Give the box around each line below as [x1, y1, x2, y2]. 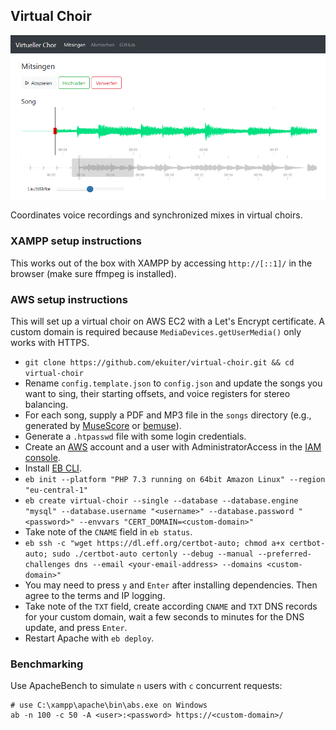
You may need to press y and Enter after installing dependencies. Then [24, 579, 318, 591]
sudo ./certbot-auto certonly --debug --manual [51, 549, 254, 559]
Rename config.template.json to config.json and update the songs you [24, 377, 323, 389]
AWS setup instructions [10, 292, 128, 306]
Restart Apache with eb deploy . [24, 632, 155, 644]
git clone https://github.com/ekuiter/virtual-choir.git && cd [24, 357, 295, 368]
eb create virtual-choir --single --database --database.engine [24, 495, 299, 506]
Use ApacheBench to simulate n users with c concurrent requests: [10, 680, 283, 692]
